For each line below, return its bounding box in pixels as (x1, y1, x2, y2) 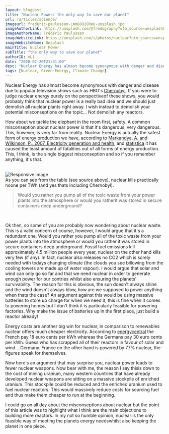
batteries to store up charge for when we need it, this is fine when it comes (5, 297, 161, 303)
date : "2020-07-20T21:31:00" (5, 59, 66, 64)
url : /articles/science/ (5, 17, 57, 22)
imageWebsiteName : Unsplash (5, 40, 64, 45)
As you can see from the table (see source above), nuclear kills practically (5, 177, 159, 183)
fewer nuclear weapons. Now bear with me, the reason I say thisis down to (5, 365, 160, 371)
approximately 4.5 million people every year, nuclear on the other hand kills (5, 249, 161, 255)
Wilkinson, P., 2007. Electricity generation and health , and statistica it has (5, 140, 157, 146)
